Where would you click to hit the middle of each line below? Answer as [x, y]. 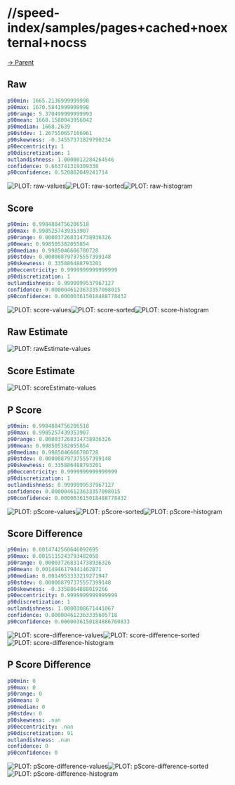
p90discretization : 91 [40, 733]
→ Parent [21, 62]
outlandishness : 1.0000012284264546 [61, 160]
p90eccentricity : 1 [36, 146]
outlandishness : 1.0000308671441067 [61, 609]
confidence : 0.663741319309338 [53, 166]
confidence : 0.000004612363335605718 [62, 615]
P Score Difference [49, 665]
